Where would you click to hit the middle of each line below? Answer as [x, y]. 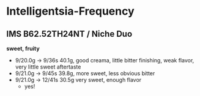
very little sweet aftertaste [48, 67]
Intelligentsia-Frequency [70, 11]
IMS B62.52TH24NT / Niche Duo [69, 34]
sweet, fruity [23, 48]
